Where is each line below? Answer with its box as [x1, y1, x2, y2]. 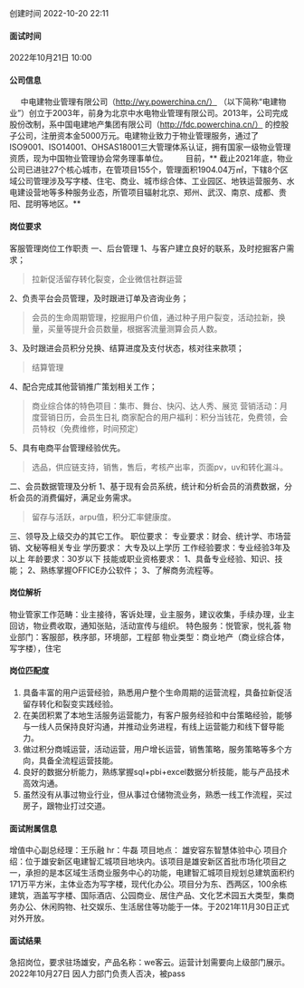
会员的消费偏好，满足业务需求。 [16, 492, 137, 503]
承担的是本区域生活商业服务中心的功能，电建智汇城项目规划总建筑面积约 [24, 867, 295, 878]
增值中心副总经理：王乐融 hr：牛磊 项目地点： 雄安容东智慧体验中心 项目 [9, 845, 280, 856]
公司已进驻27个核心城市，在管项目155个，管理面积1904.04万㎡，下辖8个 [9, 164, 280, 175]
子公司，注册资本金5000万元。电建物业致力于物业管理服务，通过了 [9, 131, 260, 141]
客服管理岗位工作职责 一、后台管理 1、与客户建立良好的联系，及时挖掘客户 [9, 243, 287, 254]
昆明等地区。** [24, 199, 81, 209]
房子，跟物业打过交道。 [22, 800, 110, 811]
